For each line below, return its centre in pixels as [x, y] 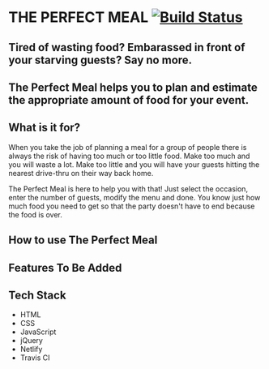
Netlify [31, 350]
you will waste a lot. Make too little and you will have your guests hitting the [134, 164]
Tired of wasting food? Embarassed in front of [127, 47]
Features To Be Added [65, 268]
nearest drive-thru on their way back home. [81, 173]
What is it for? [45, 128]
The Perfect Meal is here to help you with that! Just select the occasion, [128, 189]
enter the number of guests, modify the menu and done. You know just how [134, 197]
